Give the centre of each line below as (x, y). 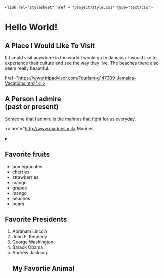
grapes (20, 188)
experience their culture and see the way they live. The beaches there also (82, 63)
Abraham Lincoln (30, 231)
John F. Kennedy (30, 237)
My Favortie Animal (43, 268)
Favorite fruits (28, 154)
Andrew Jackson (30, 253)
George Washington (33, 242)
